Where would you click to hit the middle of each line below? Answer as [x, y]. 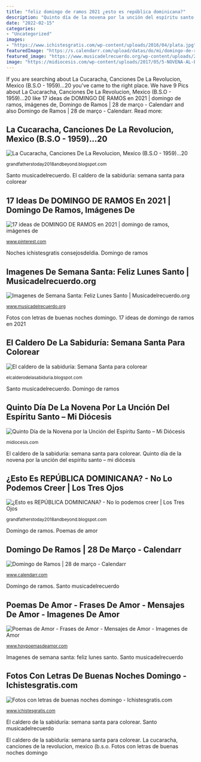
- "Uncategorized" [29, 34]
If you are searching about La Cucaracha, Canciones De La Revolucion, [94, 79]
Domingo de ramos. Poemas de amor [52, 531]
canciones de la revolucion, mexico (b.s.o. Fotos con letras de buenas [92, 746]
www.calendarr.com [27, 575]
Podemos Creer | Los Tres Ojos [65, 488]
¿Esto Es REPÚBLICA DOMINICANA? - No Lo [89, 478]
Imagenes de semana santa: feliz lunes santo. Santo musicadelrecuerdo [95, 657]
